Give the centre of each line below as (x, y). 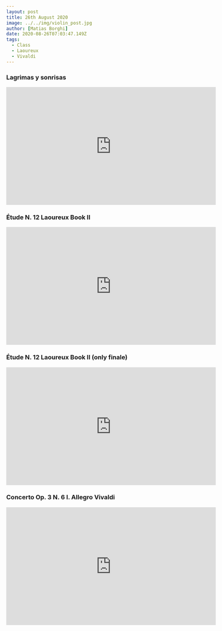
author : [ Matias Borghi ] (37, 28)
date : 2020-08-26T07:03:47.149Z (46, 34)
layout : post (22, 12)
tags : (13, 40)
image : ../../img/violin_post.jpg (49, 23)
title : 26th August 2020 (37, 17)
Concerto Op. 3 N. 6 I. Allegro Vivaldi (61, 497)
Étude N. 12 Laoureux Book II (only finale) (67, 357)
